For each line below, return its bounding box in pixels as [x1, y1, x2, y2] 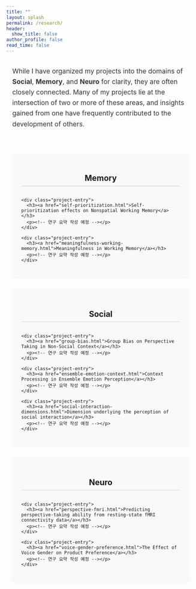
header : [6, 25, 26, 32]
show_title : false [11, 31, 58, 37]
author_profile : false [6, 37, 63, 43]
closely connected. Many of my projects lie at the [12, 88, 165, 97]
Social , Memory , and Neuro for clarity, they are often [12, 78, 178, 86]
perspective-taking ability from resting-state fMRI [21, 511, 156, 517]
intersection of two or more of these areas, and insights [12, 99, 185, 107]
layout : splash [6, 14, 44, 20]
